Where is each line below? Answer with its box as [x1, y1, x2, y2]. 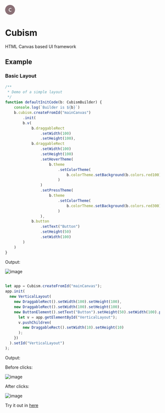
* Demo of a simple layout [7, 89, 63, 94]
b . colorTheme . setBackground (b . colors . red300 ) [66, 203, 162, 208]
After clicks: [5, 383, 29, 389]
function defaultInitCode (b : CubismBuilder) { [5, 100, 102, 105]
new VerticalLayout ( [9, 294, 52, 299]
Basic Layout [5, 73, 37, 80]
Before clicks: [5, 364, 33, 370]
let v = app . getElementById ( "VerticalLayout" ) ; [18, 315, 118, 320]
